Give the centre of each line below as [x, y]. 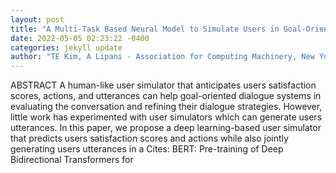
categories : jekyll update [66, 47]
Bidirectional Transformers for [72, 160]
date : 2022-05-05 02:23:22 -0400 [80, 38]
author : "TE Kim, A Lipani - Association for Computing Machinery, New [162, 57]
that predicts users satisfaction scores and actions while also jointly [149, 138]
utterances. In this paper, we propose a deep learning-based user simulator [166, 128]
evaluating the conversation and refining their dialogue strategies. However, [166, 107]
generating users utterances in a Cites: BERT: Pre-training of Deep [147, 149]
